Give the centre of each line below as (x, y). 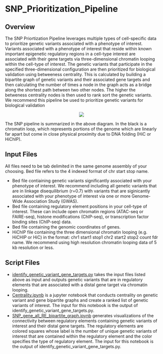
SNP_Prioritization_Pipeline (61, 9)
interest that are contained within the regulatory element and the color (82, 336)
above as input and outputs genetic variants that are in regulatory (77, 279)
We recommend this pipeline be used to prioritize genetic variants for (74, 100)
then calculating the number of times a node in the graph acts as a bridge (78, 85)
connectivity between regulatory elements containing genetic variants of (85, 321)
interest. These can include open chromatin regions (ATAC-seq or (78, 211)
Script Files (23, 263)
